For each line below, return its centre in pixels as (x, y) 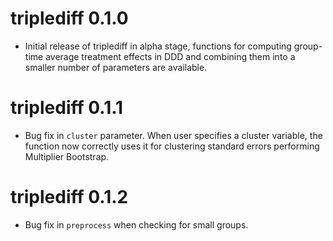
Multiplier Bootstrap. (67, 156)
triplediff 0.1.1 (67, 108)
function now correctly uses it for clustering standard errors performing (172, 146)
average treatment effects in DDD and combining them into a (170, 56)
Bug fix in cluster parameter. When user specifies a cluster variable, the (173, 135)
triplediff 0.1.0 (69, 18)
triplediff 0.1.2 (69, 197)
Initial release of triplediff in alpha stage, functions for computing (158, 46)
